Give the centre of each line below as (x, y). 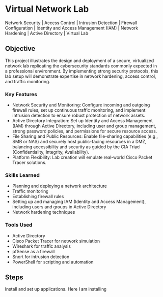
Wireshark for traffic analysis (41, 246)
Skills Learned (23, 175)
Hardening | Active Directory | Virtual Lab (47, 33)
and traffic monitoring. (28, 81)
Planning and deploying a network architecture (59, 186)
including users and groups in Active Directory (59, 207)
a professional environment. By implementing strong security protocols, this (82, 71)
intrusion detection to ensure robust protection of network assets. (79, 115)
